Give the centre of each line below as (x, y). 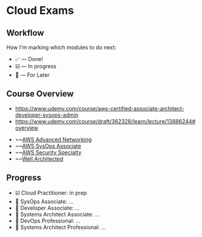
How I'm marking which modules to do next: (61, 47)
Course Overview (40, 94)
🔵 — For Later (32, 75)
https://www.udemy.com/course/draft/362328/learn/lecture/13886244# (105, 121)
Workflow (25, 33)
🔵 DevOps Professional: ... (48, 221)
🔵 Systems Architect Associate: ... (57, 214)
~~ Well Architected (39, 158)
